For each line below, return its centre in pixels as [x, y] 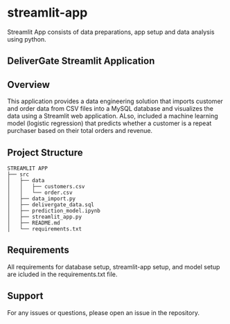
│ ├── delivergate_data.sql [51, 205]
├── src [18, 174]
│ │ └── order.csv [40, 192]
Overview [29, 84]
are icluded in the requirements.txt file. [62, 274]
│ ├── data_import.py [42, 199]
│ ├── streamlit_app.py [44, 217]
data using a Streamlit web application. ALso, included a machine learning [113, 116]
